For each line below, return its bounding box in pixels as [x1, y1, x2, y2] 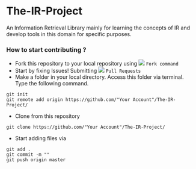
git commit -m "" [6, 152, 50, 158]
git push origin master [6, 157, 66, 163]
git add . [6, 146, 31, 153]
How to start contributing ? [6, 45, 87, 54]
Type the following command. [14, 80, 89, 87]
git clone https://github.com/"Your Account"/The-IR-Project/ [6, 124, 165, 131]
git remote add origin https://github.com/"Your [6, 97, 130, 103]
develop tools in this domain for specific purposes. [6, 30, 132, 37]
